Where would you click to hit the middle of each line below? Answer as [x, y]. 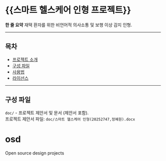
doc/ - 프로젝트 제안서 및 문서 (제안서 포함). [47, 112]
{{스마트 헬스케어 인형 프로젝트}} [68, 10]
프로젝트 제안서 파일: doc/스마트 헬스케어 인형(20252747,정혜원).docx [70, 119]
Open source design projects [35, 153]
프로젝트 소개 [25, 59]
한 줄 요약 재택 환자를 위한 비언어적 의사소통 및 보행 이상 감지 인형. [69, 25]
